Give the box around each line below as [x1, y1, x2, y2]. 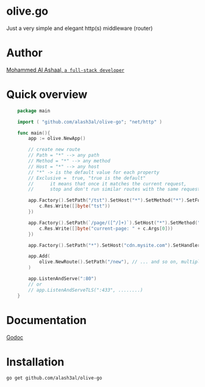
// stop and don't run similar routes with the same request [28, 186, 201, 193]
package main [17, 108, 51, 114]
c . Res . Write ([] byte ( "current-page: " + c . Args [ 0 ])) [38, 225, 173, 232]
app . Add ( [28, 253, 51, 259]
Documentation [6, 313, 87, 327]
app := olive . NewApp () [28, 136, 86, 142]
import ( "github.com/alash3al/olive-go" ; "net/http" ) [17, 119, 163, 125]
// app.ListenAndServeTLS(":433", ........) [28, 287, 143, 293]
